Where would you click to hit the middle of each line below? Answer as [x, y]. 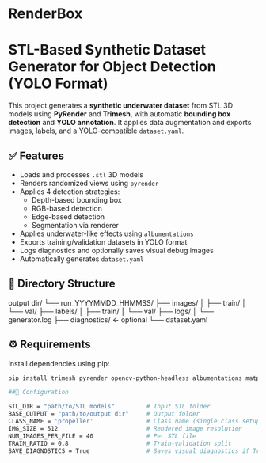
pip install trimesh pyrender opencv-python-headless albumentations [125, 378]
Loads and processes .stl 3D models [82, 174]
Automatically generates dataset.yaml [82, 259]
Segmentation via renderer [75, 225]
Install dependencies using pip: [59, 363]
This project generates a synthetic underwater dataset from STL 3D [121, 106]
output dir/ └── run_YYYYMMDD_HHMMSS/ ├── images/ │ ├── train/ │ [127, 302]
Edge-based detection [68, 216]
